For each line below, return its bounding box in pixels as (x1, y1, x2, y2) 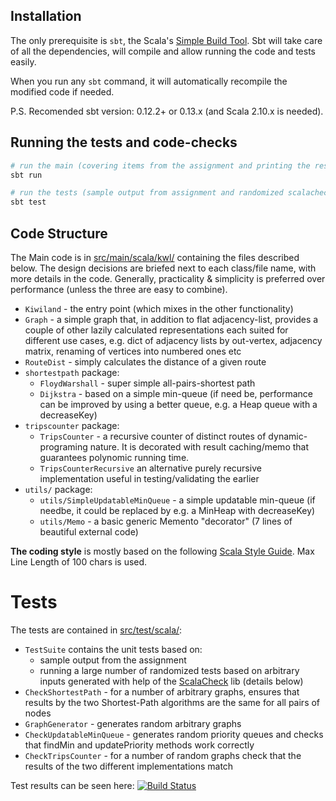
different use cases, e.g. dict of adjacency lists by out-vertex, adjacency (24, 334, 323, 346)
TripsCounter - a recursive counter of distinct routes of (39, 430, 267, 442)
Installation (10, 8, 82, 25)
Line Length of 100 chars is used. (10, 555, 148, 568)
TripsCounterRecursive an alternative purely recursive (39, 462, 262, 474)
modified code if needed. (10, 85, 115, 98)
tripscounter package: (24, 419, 120, 431)
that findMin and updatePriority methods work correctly (24, 739, 255, 751)
